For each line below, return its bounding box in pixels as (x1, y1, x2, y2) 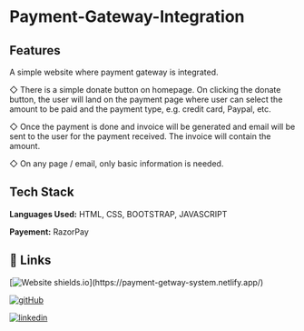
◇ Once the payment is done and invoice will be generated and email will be (9, 121, 296, 132)
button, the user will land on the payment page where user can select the (9, 94, 283, 105)
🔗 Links (9, 253, 52, 268)
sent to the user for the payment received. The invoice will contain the (9, 131, 271, 142)
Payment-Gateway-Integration (9, 6, 245, 27)
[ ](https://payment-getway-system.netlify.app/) (9, 276, 264, 287)
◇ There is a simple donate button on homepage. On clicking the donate (9, 85, 281, 95)
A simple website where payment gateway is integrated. (9, 66, 220, 77)
